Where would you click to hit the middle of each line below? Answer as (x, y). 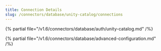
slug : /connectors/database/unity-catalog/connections (64, 14)
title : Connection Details (34, 10)
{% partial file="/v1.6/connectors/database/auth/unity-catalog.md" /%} (79, 28)
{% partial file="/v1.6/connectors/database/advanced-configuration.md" (81, 38)
